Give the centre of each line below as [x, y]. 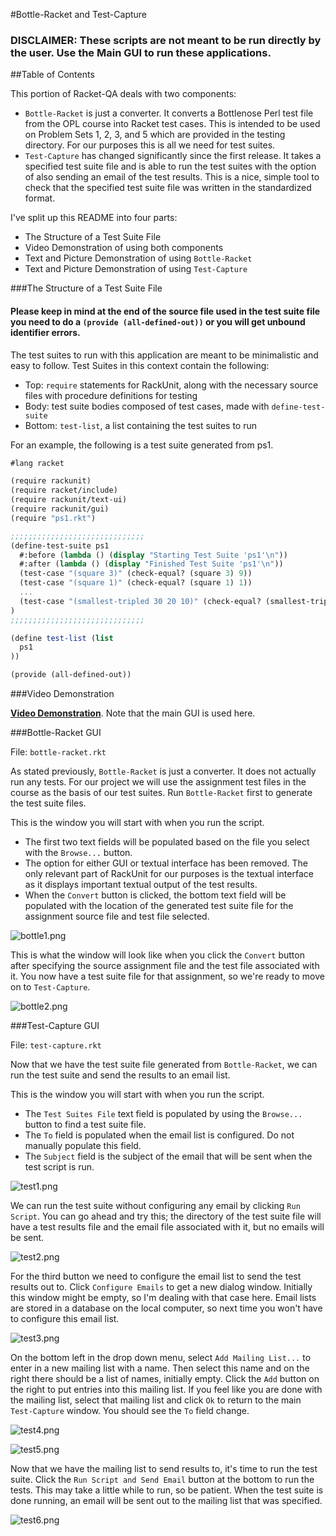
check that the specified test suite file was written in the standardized [168, 188]
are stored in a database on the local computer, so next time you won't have [166, 1308]
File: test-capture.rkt [56, 1045]
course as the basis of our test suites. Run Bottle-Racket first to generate [161, 792]
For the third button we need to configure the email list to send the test [156, 1276]
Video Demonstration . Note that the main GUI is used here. [133, 713]
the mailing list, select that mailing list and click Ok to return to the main [156, 1400]
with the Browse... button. [78, 852]
